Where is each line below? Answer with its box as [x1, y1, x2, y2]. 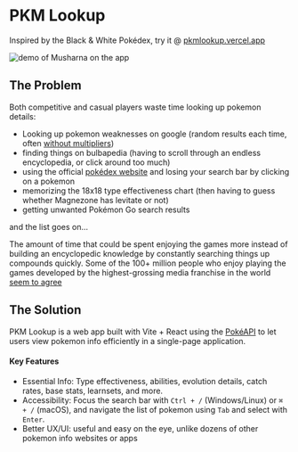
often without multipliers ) [21, 137, 115, 148]
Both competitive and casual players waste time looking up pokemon [9, 102, 262, 112]
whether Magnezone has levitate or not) [21, 194, 169, 205]
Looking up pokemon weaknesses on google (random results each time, [21, 128, 287, 139]
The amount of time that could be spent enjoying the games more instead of [9, 238, 288, 250]
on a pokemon [21, 176, 76, 186]
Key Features [9, 356, 60, 366]
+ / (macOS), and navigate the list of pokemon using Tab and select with [21, 404, 287, 415]
